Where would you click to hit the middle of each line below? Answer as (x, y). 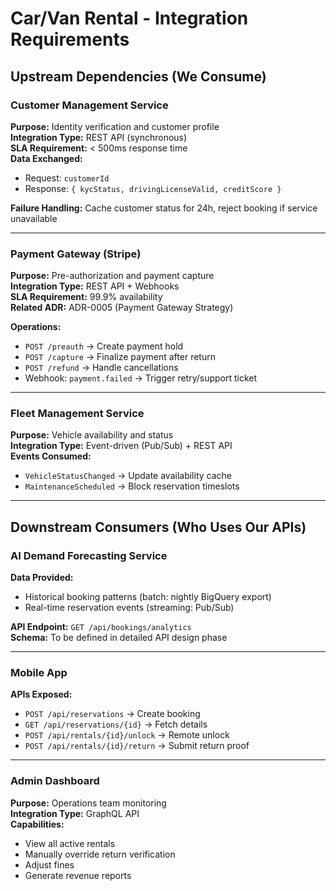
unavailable (34, 218)
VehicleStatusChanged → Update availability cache (128, 476)
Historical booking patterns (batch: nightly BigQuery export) (148, 597)
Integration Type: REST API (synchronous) (99, 137)
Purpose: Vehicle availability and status (92, 435)
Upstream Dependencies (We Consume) (138, 76)
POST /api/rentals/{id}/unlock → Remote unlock (127, 735)
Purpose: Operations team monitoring (88, 803)
